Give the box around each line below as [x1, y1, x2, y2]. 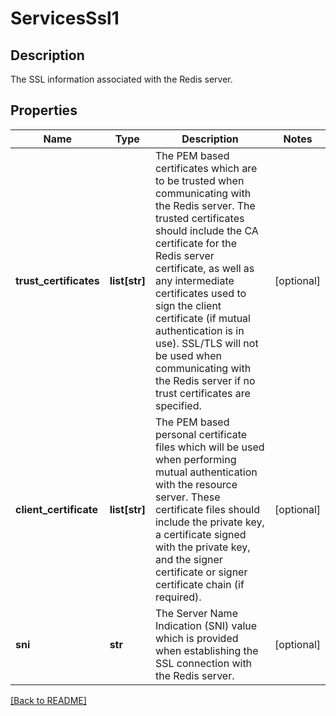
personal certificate [154, 427, 248, 441]
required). [154, 590, 202, 604]
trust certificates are [154, 386, 251, 400]
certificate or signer [154, 565, 248, 579]
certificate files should [154, 502, 260, 516]
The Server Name [154, 606, 238, 620]
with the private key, [154, 540, 251, 554]
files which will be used [154, 440, 265, 454]
